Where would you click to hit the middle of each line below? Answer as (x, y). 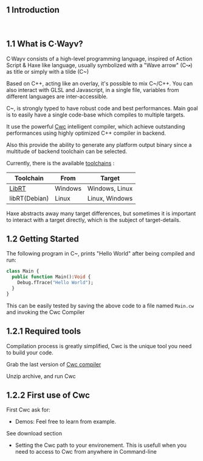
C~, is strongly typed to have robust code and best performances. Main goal (102, 108)
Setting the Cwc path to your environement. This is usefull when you (101, 445)
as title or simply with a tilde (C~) (48, 71)
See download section (34, 434)
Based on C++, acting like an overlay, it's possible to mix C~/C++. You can (100, 83)
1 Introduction (33, 10)
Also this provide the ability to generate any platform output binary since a (99, 145)
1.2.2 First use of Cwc (48, 395)
